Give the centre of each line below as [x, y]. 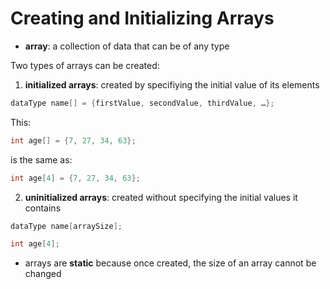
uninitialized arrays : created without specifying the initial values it [161, 197]
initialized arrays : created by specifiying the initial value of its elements [172, 84]
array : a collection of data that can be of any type [127, 46]
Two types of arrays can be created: [85, 65]
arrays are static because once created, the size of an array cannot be [170, 263]
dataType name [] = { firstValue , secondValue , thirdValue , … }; [142, 103]
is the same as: [41, 159]
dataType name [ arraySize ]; [66, 226]
